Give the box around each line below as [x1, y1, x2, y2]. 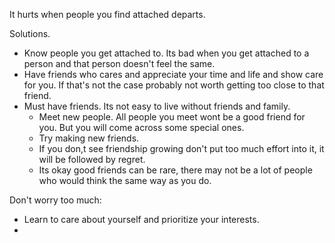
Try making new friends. [38, 132, 140, 144]
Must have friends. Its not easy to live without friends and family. [23, 100, 291, 112]
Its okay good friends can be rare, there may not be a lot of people [38, 164, 313, 176]
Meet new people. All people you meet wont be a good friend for [38, 111, 306, 123]
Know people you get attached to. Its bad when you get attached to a [23, 47, 310, 59]
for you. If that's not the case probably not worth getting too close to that [23, 79, 325, 91]
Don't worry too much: [9, 194, 102, 206]
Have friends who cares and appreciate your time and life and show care [23, 69, 324, 80]
